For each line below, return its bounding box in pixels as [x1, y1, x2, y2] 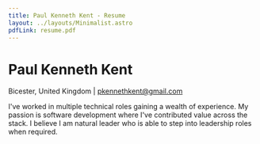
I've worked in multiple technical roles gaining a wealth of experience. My [8, 102, 249, 112]
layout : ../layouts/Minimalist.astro [8, 19, 133, 27]
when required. [8, 127, 58, 137]
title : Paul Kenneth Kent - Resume [8, 11, 126, 20]
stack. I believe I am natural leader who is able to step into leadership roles [8, 119, 252, 128]
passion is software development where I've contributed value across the [8, 110, 248, 119]
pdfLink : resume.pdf [8, 26, 77, 34]
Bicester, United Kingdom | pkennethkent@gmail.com [8, 86, 183, 96]
